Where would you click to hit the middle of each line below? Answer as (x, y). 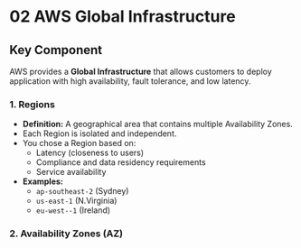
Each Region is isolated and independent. (99, 133)
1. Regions (33, 104)
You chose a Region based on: (79, 143)
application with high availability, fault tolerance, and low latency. (130, 81)
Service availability (71, 172)
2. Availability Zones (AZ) (66, 234)
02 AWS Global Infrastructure (123, 17)
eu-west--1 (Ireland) (73, 210)
